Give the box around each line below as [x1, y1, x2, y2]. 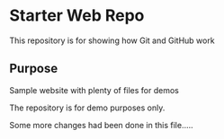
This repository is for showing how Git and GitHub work [9, 35, 215, 46]
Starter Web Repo [9, 5, 145, 26]
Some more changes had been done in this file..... [9, 119, 193, 130]
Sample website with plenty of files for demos [9, 84, 180, 95]
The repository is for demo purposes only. [9, 102, 166, 113]
